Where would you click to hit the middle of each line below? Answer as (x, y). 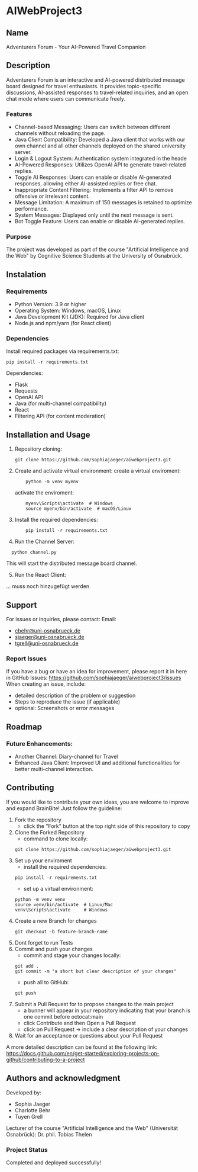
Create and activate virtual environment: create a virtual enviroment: (98, 471)
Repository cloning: (38, 449)
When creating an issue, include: (46, 684)
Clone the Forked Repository (49, 832)
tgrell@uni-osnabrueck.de (46, 643)
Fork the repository (38, 820)
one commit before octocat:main (63, 1016)
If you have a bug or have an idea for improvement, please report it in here (97, 672)
